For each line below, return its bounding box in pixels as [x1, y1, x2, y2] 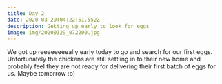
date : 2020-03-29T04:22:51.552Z [7, 16, 100, 23]
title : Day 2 [7, 10, 45, 17]
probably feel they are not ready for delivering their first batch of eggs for [7, 62, 216, 70]
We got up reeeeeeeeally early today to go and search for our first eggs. [7, 48, 213, 56]
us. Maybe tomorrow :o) [7, 70, 76, 78]
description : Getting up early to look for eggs [7, 23, 150, 29]
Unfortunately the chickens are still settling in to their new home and [7, 55, 201, 64]
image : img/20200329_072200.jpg [7, 29, 100, 36]
